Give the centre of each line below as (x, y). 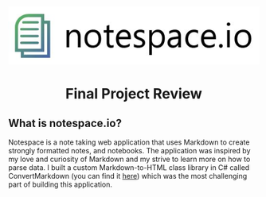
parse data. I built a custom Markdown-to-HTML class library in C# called (129, 168)
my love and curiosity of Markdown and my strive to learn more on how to (129, 159)
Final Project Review (134, 94)
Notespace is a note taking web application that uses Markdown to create (129, 142)
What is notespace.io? (65, 123)
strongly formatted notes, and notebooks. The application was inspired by (129, 151)
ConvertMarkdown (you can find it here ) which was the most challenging (128, 176)
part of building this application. (61, 184)
